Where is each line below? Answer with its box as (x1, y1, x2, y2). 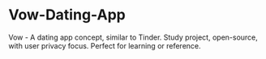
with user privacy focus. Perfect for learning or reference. (8, 40, 201, 50)
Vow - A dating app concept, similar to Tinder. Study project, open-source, (8, 32, 258, 42)
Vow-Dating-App (8, 6, 126, 24)
